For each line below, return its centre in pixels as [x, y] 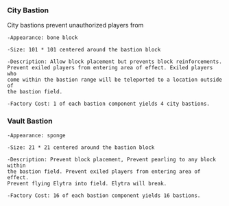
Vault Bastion [30, 121]
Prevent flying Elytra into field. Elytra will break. [87, 183]
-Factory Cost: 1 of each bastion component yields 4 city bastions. [109, 104]
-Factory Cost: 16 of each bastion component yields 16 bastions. [104, 195]
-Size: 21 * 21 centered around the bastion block [81, 147]
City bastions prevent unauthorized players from [75, 25]
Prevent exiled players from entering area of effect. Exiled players [110, 68]
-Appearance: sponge [37, 135]
